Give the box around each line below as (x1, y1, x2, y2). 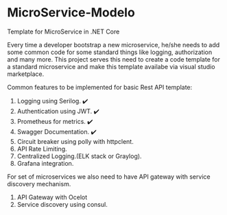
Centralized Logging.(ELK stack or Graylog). (16, 152, 142, 160)
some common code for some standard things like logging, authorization (7, 48, 213, 56)
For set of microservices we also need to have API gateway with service (7, 173, 211, 181)
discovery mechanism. (7, 179, 71, 188)
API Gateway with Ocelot (16, 193, 88, 201)
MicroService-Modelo (7, 5, 135, 21)
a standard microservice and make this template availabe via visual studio (7, 62, 215, 71)
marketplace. (7, 70, 45, 78)
